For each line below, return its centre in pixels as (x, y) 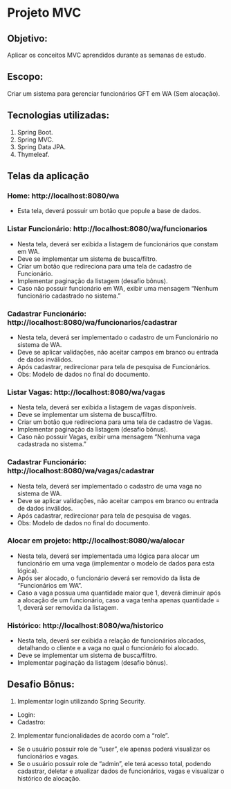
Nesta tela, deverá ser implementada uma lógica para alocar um (108, 556)
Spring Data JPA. (41, 146)
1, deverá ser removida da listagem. (68, 607)
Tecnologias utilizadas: (58, 116)
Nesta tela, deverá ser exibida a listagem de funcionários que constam (118, 244)
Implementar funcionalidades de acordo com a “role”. (93, 735)
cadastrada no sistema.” (52, 444)
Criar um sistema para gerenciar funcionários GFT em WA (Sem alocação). (114, 93)
